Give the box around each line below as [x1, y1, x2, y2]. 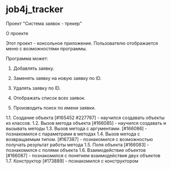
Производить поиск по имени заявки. [13, 104, 96, 110]
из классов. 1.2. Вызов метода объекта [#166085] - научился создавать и [6, 120, 166, 126]
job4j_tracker [6, 4, 63, 15]
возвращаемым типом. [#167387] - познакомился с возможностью [6, 136, 153, 142]
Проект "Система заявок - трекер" [6, 20, 82, 26]
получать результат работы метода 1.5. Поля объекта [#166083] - [6, 142, 150, 148]
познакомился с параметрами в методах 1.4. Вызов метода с [6, 131, 140, 137]
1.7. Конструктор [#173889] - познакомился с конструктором [6, 158, 139, 164]
